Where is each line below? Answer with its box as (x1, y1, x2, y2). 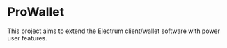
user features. (7, 34, 47, 42)
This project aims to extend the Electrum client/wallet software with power (7, 27, 221, 35)
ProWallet (7, 4, 65, 20)
